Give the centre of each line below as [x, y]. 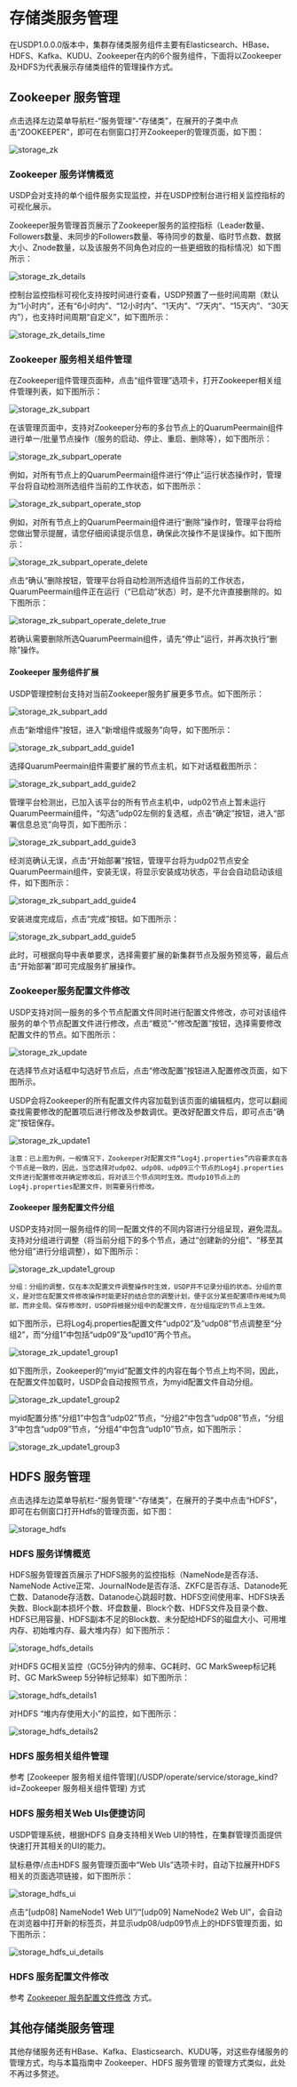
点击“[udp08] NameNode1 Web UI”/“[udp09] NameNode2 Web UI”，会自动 [146, 1912]
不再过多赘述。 [36, 2074]
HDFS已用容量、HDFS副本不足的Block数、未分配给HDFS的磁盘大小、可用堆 [148, 1619]
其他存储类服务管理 [62, 2028]
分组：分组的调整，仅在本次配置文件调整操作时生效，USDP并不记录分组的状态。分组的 [143, 1287]
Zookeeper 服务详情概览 [62, 174]
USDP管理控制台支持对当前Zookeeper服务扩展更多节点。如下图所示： [137, 694]
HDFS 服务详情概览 [50, 1553]
